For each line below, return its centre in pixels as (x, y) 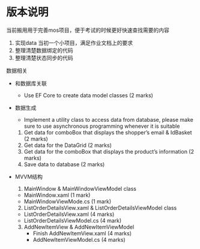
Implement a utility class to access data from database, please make (108, 119)
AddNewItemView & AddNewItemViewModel (79, 227)
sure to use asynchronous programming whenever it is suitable (102, 126)
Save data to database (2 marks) (64, 164)
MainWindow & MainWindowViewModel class (80, 188)
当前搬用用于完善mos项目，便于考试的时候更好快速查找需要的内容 (88, 30)
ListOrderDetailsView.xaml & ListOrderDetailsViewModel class (100, 208)
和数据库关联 (31, 83)
